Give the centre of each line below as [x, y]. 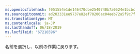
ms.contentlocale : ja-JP [30, 23]
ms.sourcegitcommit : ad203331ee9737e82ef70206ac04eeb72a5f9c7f [70, 14]
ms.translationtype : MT [29, 18]
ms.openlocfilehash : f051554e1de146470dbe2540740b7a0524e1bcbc [70, 9]
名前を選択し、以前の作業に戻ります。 [43, 46]
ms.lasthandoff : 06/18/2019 [33, 28]
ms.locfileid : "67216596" [31, 32]
